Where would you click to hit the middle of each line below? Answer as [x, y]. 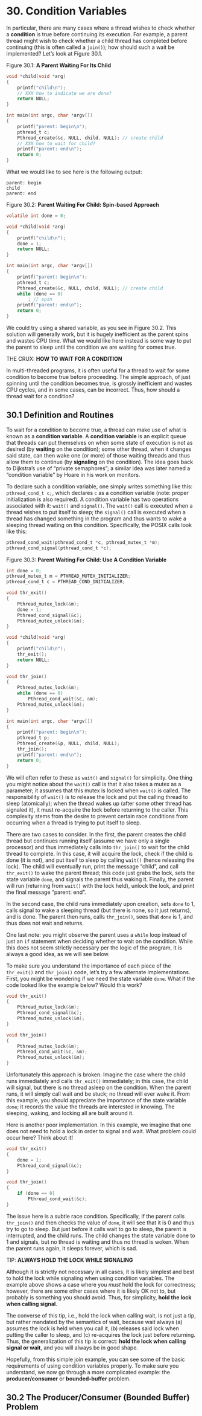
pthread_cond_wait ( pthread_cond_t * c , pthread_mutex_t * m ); [84, 542]
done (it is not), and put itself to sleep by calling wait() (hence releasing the [100, 860]
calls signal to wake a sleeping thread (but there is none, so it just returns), [99, 910]
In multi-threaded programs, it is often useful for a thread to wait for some [98, 370]
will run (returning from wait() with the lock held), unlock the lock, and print [100, 885]
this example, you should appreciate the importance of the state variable [96, 1100]
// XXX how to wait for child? [56, 143]
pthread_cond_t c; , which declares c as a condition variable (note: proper [97, 493]
